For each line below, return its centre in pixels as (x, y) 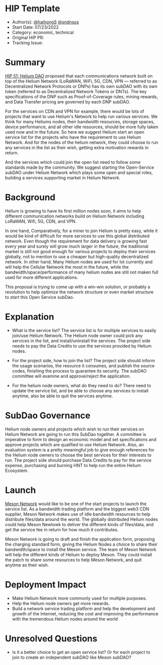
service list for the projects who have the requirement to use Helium (73, 137)
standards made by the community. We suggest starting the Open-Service (80, 167)
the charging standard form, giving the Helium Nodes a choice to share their (81, 544)
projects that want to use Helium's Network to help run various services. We (81, 116)
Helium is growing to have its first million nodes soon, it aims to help (73, 211)
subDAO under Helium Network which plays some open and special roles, (79, 172)
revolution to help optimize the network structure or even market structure (79, 292)
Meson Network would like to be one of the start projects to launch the (76, 504)
